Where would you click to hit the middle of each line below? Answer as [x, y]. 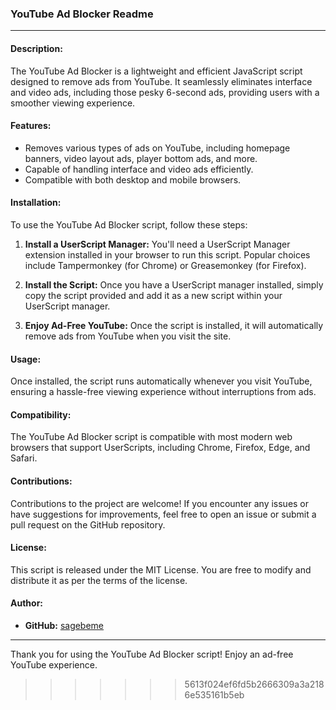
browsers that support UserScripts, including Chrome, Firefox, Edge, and [160, 448]
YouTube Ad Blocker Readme [82, 14]
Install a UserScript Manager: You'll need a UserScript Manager [157, 244]
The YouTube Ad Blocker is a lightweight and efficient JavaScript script [156, 71]
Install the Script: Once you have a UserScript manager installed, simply [174, 284]
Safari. [24, 458]
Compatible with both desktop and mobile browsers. [133, 179]
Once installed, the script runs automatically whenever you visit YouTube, [161, 381]
